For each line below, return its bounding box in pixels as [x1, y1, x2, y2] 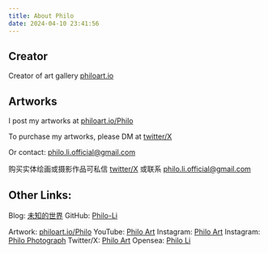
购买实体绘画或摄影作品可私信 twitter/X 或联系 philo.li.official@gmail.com [8, 164, 251, 174]
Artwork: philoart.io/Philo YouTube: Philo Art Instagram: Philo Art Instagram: [8, 226, 261, 236]
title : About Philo [8, 11, 74, 20]
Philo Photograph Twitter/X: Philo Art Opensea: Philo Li [8, 235, 191, 245]
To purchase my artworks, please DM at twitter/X [8, 131, 172, 142]
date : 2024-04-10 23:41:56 [8, 19, 100, 28]
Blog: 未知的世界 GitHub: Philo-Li [8, 210, 118, 220]
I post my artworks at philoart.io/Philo [8, 116, 134, 126]
